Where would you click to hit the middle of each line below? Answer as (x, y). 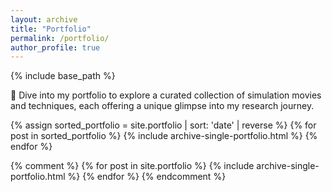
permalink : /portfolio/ (60, 38)
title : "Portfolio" (51, 29)
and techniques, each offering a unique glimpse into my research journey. (162, 106)
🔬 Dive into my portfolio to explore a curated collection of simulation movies (166, 95)
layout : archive (44, 19)
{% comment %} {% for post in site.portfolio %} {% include (132, 166)
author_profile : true (55, 47)
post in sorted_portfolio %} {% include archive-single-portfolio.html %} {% (164, 136)
